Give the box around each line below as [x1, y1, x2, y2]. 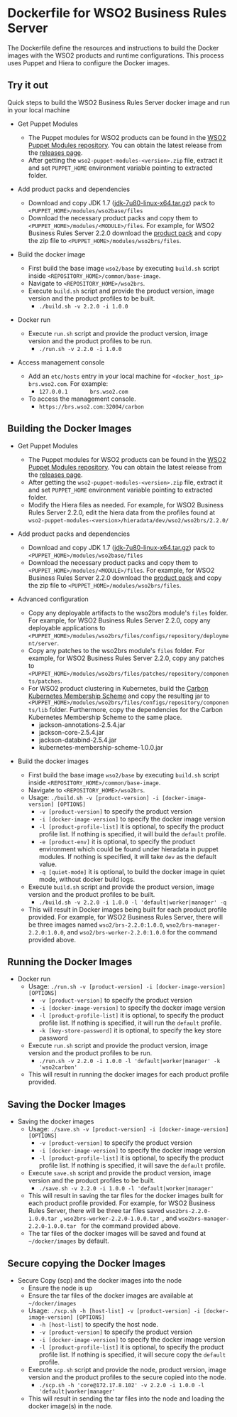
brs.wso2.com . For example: [28, 379, 109, 388]
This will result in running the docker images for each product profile [28, 1070, 229, 1079]
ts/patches [28, 677, 61, 685]
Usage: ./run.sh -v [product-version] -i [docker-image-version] [28, 982, 226, 991]
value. [38, 860, 57, 868]
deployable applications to [28, 623, 106, 632]
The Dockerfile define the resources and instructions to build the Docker [7, 43, 219, 52]
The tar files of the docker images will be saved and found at [28, 1229, 206, 1238]
